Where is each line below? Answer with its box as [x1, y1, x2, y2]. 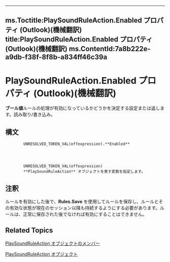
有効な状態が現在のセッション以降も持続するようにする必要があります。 [9, 205, 160, 211]
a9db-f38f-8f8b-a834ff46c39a [5, 53, 107, 61]
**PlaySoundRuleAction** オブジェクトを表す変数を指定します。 [23, 169, 145, 174]
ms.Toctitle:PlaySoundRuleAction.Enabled [5, 16, 142, 25]
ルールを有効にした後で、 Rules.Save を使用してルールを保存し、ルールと [5, 198, 159, 204]
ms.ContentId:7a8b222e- [69, 45, 151, 53]
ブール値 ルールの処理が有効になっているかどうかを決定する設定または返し [5, 105, 160, 111]
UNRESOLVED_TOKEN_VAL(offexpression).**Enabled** [23, 141, 130, 147]
